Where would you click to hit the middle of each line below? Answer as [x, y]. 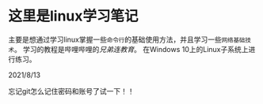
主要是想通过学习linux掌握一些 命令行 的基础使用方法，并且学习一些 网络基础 [127, 39]
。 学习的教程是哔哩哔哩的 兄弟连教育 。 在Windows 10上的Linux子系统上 [131, 49]
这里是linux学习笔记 [73, 16]
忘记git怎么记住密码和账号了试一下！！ [71, 91]
